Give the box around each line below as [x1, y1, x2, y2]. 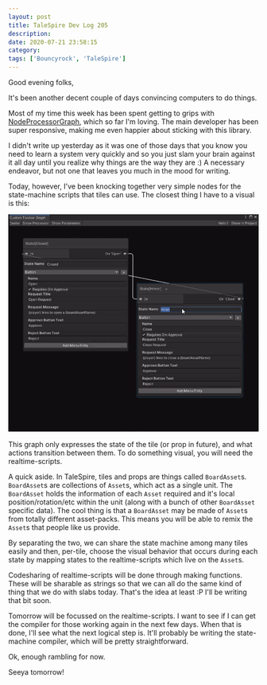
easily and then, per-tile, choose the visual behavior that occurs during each [8, 546, 258, 556]
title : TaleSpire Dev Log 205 [8, 21, 109, 29]
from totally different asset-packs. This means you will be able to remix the [8, 514, 253, 523]
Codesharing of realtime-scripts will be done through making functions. [8, 570, 242, 580]
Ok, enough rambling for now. [8, 652, 106, 661]
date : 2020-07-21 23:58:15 [8, 38, 98, 46]
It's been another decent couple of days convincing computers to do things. [8, 93, 257, 103]
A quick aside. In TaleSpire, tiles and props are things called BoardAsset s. [8, 472, 247, 481]
